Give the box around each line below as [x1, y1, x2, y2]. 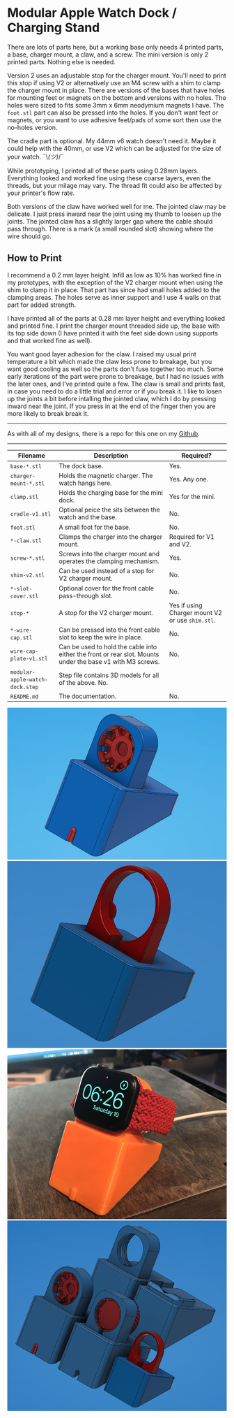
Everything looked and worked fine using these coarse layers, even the [7, 173, 211, 182]
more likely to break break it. [7, 409, 89, 417]
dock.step [10, 683, 39, 690]
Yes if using [169, 601, 203, 609]
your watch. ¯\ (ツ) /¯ [7, 152, 64, 161]
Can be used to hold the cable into [58, 643, 157, 651]
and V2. [169, 540, 192, 548]
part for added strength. [7, 301, 77, 309]
